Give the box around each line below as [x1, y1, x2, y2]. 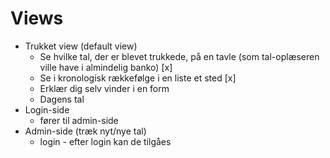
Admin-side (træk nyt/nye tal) [24, 125, 147, 137]
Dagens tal [39, 93, 85, 105]
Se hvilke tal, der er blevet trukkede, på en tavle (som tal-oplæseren [39, 50, 320, 62]
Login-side [24, 103, 70, 116]
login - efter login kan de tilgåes [39, 135, 172, 147]
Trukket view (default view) [24, 40, 138, 52]
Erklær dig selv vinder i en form [39, 82, 170, 94]
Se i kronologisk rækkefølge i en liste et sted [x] [39, 72, 237, 84]
